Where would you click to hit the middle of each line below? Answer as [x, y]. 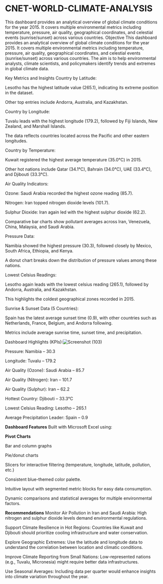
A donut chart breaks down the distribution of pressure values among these [81, 260]
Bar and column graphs [28, 446]
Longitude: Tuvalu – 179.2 [30, 361]
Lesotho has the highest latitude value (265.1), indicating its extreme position [82, 87]
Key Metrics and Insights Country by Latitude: [51, 78]
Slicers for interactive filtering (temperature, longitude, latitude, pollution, [78, 465]
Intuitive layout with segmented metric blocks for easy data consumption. [79, 488]
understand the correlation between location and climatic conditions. [74, 547]
